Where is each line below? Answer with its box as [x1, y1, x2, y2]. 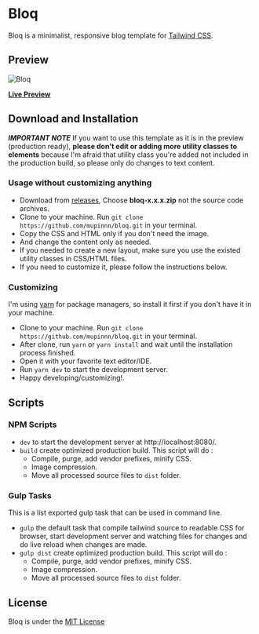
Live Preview [8, 89, 51, 99]
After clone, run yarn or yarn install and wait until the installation [19, 340, 233, 349]
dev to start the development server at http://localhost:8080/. [19, 437, 217, 446]
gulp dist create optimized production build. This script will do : [19, 548, 228, 558]
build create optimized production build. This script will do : [19, 445, 213, 455]
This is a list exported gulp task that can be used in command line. [8, 508, 222, 518]
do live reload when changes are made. [19, 540, 148, 549]
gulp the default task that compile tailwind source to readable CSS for [19, 523, 245, 533]
